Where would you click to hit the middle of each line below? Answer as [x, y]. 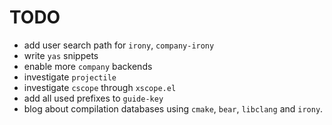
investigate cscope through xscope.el [100, 87]
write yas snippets [61, 55]
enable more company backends [88, 66]
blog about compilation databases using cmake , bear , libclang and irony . [173, 108]
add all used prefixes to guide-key [93, 98]
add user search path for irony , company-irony [119, 45]
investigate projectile [70, 77]
